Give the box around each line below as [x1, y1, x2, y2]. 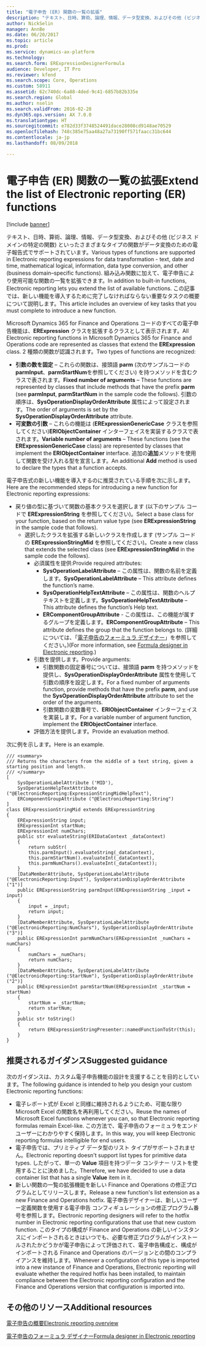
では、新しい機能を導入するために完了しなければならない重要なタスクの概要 [6, 292, 200, 299]
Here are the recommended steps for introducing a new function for [6, 483, 178, 491]
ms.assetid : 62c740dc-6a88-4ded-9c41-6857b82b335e [6, 89, 139, 95]
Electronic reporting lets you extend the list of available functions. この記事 [6, 285, 195, 292]
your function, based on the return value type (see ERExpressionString [15, 517, 196, 524]
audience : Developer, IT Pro [6, 66, 81, 72]
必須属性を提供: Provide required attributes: [33, 559, 142, 567]
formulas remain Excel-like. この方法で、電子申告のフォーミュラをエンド [15, 1122, 198, 1129]
